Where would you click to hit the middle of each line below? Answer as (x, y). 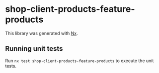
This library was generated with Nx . (41, 33)
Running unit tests (34, 49)
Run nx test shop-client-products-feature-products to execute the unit (79, 61)
